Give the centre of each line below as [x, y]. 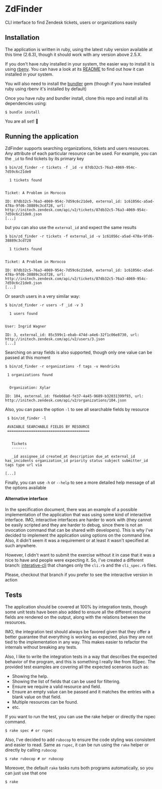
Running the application [42, 137]
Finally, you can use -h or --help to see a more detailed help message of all [80, 482]
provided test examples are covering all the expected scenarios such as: [77, 667]
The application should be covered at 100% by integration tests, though [76, 607]
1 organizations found [30, 375]
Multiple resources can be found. [45, 702]
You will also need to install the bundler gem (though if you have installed [78, 83]
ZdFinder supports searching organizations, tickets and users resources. [77, 148]
